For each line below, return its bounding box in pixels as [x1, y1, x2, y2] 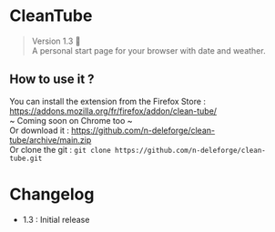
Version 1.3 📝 [31, 35, 81, 46]
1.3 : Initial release [22, 214, 90, 225]
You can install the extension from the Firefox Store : [9, 96, 207, 106]
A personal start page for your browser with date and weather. [31, 45, 266, 55]
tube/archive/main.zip [9, 134, 92, 146]
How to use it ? [9, 72, 95, 87]
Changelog [9, 184, 95, 205]
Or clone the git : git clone [9, 144, 111, 155]
